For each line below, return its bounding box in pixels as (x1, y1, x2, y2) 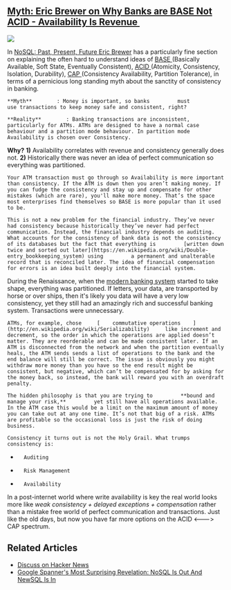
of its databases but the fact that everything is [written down (7, 240, 225, 247)
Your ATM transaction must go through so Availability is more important (7, 174, 225, 181)
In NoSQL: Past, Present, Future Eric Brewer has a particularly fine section (7, 48, 218, 56)
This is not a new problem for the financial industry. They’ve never (7, 216, 215, 223)
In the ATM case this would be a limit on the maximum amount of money (7, 404, 218, 411)
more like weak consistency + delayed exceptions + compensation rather (7, 500, 216, 508)
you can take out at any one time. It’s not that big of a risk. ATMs (7, 410, 215, 417)
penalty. (7, 380, 33, 387)
